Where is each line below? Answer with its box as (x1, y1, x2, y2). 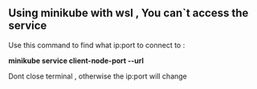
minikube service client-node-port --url (8, 55, 145, 65)
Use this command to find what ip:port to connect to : (8, 40, 186, 50)
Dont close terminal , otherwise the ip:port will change (8, 71, 187, 81)
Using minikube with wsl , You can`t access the (8, 6, 249, 20)
